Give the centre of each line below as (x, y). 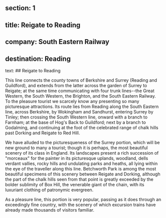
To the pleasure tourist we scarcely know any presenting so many (72, 101)
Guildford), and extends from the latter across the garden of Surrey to (76, 85)
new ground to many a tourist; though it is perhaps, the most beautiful (76, 148)
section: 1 (20, 8)
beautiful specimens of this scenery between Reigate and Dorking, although (83, 174)
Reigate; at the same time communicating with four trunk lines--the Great (80, 91)
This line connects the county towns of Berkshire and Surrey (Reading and (81, 80)
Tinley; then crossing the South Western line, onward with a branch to (76, 117)
